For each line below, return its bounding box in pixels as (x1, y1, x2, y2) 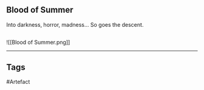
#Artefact (6, 78, 30, 86)
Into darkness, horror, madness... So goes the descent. (6, 21, 144, 28)
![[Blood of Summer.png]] (6, 39, 70, 46)
